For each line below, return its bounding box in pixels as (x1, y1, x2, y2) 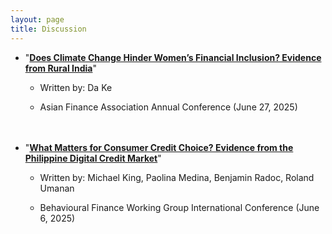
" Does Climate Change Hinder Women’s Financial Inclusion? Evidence (24, 51, 322, 63)
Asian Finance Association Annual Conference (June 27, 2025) (39, 101, 298, 113)
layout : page (10, 14, 65, 25)
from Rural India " (24, 62, 97, 74)
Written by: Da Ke (39, 81, 113, 93)
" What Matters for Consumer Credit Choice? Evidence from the (24, 141, 294, 153)
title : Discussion (10, 24, 87, 34)
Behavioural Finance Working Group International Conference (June (39, 201, 320, 213)
